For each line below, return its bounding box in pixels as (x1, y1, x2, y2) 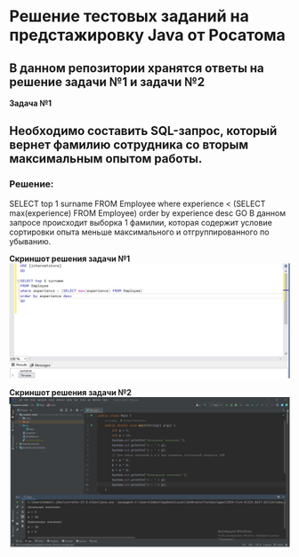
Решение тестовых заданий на (9, 6, 249, 27)
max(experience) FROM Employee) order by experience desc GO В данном (9, 207, 287, 219)
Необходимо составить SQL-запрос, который (9, 123, 278, 139)
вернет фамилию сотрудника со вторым (9, 138, 249, 153)
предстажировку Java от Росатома (9, 25, 287, 45)
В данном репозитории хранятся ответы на (9, 60, 264, 76)
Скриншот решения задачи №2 (9, 387, 132, 398)
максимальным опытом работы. (9, 151, 203, 166)
